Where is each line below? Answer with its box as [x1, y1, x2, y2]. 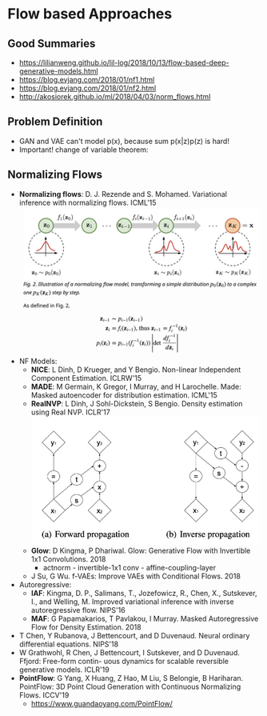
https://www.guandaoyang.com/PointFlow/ [30, 699, 173, 709]
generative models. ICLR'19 [18, 665, 110, 674]
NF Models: [18, 356, 58, 366]
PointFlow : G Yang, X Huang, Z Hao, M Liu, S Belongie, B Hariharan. [18, 674, 244, 683]
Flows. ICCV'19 [18, 690, 70, 700]
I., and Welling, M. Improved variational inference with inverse [30, 597, 234, 606]
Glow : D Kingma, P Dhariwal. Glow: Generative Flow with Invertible [30, 546, 251, 556]
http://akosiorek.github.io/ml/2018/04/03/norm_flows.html [18, 92, 211, 101]
